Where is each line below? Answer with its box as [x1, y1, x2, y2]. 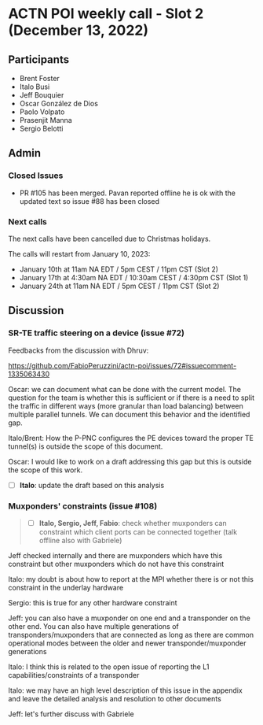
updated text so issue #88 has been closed [19, 196, 159, 205]
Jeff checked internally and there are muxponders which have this [8, 551, 223, 560]
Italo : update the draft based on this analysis [19, 480, 165, 490]
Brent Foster [19, 74, 60, 83]
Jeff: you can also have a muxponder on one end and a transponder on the [8, 613, 251, 623]
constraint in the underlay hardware [8, 583, 124, 593]
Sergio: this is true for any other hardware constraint [8, 598, 177, 608]
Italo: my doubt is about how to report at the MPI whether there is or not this [8, 575, 254, 584]
